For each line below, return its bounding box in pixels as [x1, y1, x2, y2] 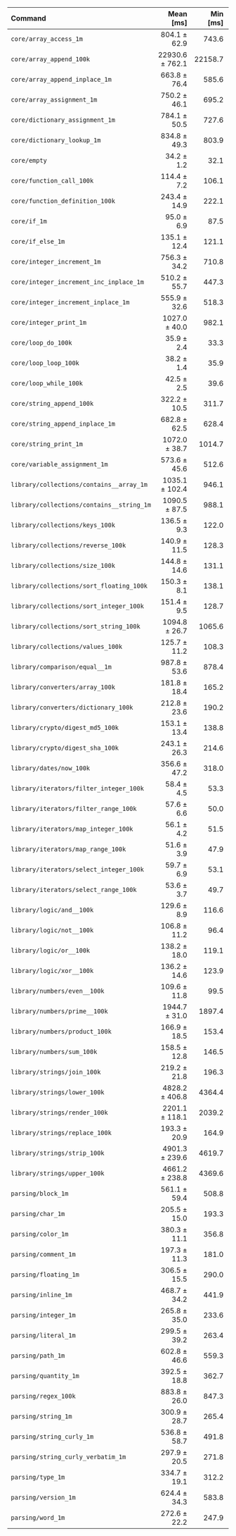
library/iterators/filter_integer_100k [11, 785, 144, 792]
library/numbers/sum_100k [11, 1048, 98, 1055]
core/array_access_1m [11, 35, 83, 43]
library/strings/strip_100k [11, 1149, 105, 1157]
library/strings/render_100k [11, 1109, 108, 1116]
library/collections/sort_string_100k [11, 623, 140, 630]
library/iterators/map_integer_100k [11, 825, 133, 833]
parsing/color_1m [11, 1230, 69, 1238]
